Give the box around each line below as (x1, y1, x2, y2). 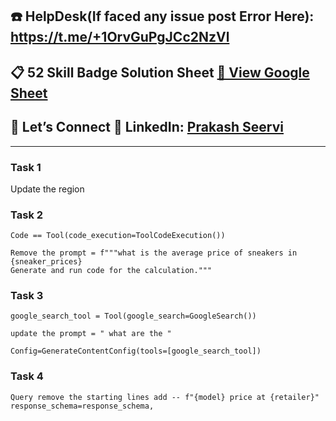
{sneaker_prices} (10, 257, 83, 267)
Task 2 (10, 208, 44, 222)
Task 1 (10, 160, 42, 174)
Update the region (10, 183, 85, 195)
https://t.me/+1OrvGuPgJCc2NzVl (10, 29, 230, 46)
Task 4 (10, 369, 44, 383)
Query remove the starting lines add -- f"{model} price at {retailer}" (10, 392, 320, 402)
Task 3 (10, 289, 44, 303)
